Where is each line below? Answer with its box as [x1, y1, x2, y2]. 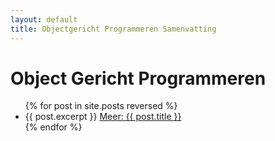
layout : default [10, 14, 78, 25]
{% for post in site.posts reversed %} [24, 100, 178, 112]
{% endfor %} [24, 121, 83, 133]
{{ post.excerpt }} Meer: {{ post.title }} [24, 111, 182, 123]
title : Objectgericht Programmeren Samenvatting [10, 24, 217, 34]
